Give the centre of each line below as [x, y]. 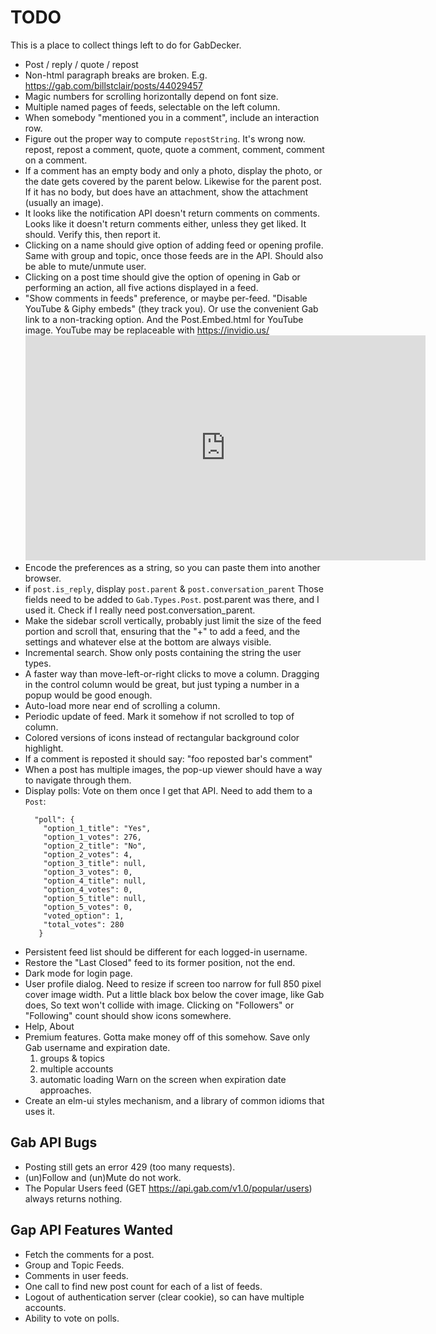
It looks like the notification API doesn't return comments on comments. [172, 213]
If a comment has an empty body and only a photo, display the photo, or [173, 170]
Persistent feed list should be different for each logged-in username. [166, 952]
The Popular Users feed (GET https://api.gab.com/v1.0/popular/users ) [168, 1188]
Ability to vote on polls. [72, 1318]
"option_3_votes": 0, [88, 872]
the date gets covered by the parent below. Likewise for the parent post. [173, 181]
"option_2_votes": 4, [88, 854]
